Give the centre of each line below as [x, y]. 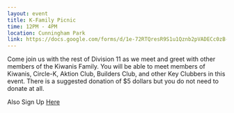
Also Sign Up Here [34, 102]
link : [15, 40]
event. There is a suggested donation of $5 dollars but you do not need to [113, 81]
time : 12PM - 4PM [32, 26]
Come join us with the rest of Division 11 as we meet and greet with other [111, 59]
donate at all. [26, 89]
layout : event [28, 14]
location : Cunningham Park [46, 33]
